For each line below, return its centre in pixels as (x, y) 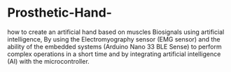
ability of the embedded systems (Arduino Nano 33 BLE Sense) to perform (114, 46)
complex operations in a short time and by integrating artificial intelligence (114, 54)
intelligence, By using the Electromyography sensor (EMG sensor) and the (114, 39)
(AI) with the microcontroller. (48, 61)
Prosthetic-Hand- (59, 13)
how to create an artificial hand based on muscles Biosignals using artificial (116, 32)
